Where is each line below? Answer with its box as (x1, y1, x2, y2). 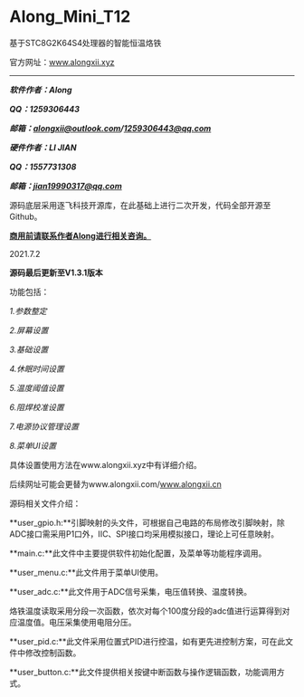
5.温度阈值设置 (9, 382, 64, 393)
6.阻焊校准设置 (9, 401, 65, 413)
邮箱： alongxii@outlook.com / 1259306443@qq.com (9, 122, 212, 133)
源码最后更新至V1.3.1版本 (9, 267, 104, 278)
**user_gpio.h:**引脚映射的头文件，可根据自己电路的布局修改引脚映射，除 (9, 517, 285, 528)
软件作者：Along (9, 84, 72, 95)
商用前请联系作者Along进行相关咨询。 (9, 230, 152, 241)
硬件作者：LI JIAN (9, 142, 77, 153)
